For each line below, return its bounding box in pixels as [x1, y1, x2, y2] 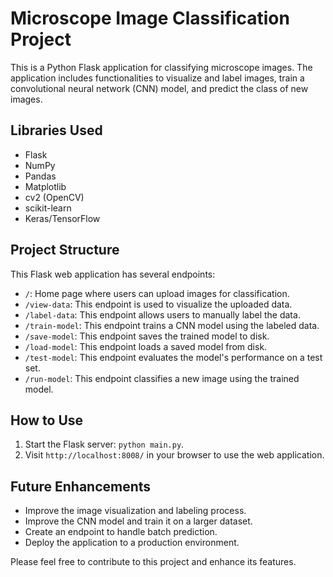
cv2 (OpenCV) [24, 191, 85, 203]
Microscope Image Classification [10, 7, 290, 30]
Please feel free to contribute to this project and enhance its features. [10, 556, 297, 568]
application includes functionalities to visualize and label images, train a [10, 72, 305, 84]
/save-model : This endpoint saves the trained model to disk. [24, 330, 270, 342]
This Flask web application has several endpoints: [10, 268, 216, 280]
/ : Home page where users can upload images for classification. [24, 287, 290, 299]
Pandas [24, 170, 57, 182]
